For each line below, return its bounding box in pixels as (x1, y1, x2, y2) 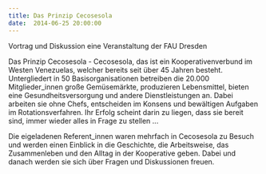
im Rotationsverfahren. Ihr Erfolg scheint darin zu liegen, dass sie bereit (8, 107, 244, 117)
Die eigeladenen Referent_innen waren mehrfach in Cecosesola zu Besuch (8, 131, 254, 140)
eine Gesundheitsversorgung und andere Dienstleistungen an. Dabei (8, 90, 233, 100)
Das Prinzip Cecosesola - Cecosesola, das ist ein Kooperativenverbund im (8, 57, 253, 66)
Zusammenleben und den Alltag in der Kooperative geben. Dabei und (8, 148, 236, 158)
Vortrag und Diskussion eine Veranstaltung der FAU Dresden (8, 41, 208, 50)
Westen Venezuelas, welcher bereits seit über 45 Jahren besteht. (8, 65, 224, 74)
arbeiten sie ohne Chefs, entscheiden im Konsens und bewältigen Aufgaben (8, 99, 258, 109)
